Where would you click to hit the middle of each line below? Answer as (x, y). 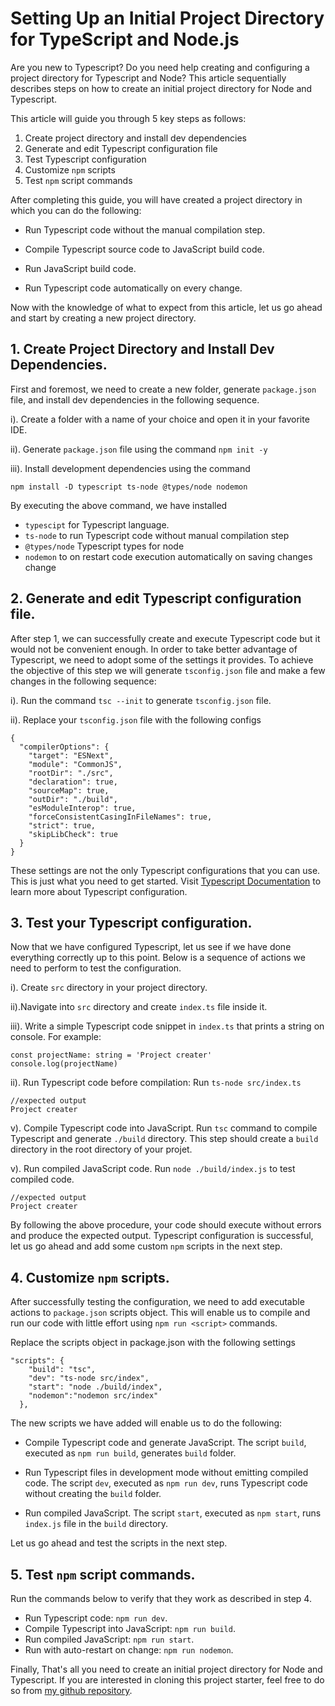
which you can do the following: (76, 210)
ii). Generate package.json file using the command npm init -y (139, 449)
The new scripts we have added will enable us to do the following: (146, 1423)
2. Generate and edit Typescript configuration (156, 598)
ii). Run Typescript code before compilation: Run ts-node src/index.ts (156, 1083)
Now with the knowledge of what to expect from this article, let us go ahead (166, 307)
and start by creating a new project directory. (103, 318)
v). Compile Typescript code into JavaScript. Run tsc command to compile (164, 1128)
